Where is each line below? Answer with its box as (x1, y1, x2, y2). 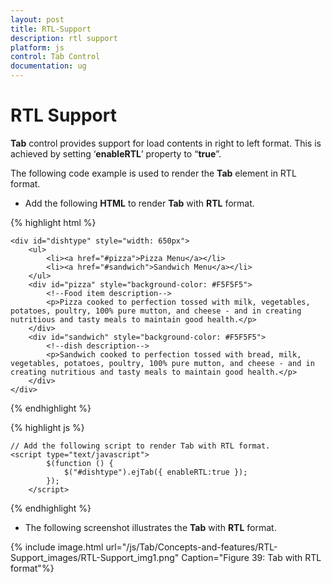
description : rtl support (10, 33, 118, 43)
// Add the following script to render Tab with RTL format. (10, 441, 271, 451)
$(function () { (46, 458, 114, 468)
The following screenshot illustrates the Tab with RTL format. (24, 521, 277, 533)
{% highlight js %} (10, 421, 85, 433)
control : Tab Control (10, 52, 101, 62)
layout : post (10, 14, 65, 25)
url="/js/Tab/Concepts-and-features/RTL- (105, 541, 278, 553)
